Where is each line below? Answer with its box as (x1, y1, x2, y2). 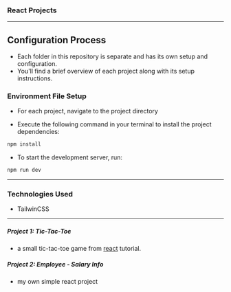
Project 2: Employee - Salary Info (7, 260, 104, 269)
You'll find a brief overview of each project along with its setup (16, 67, 195, 76)
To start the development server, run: (16, 153, 122, 161)
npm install (7, 141, 41, 148)
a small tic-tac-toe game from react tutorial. (16, 245, 142, 253)
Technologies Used (7, 190, 74, 199)
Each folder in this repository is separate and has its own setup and (16, 52, 208, 60)
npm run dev (7, 167, 41, 174)
